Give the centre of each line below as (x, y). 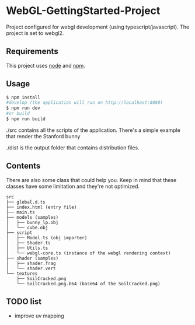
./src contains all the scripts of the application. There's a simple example (93, 130)
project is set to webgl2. (35, 33)
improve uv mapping (39, 316)
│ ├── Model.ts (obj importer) (47, 237)
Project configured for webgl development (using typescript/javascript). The (98, 27)
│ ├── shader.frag (31, 263)
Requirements (32, 52)
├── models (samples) (32, 217)
